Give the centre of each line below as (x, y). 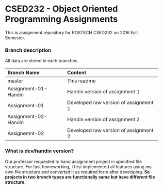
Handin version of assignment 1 (103, 92)
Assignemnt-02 (26, 133)
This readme (81, 81)
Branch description (28, 50)
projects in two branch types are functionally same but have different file (80, 177)
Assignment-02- (27, 116)
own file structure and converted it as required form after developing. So (77, 172)
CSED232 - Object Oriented (61, 9)
